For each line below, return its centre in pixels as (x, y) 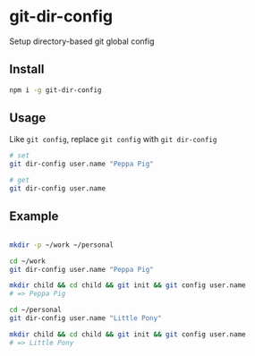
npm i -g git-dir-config (55, 90)
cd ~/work (28, 261)
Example (34, 216)
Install (27, 69)
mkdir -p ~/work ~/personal (62, 245)
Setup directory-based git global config (82, 41)
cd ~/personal (36, 310)
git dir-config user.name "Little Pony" (86, 318)
